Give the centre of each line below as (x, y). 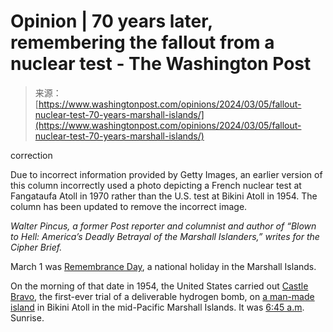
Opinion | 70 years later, (111, 21)
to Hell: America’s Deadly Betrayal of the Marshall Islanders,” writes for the (165, 236)
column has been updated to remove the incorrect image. (129, 206)
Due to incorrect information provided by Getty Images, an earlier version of (166, 174)
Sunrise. (27, 317)
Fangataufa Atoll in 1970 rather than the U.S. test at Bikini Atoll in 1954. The (164, 196)
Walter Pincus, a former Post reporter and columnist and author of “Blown (163, 226)
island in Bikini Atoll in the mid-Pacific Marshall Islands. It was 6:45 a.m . (157, 307)
